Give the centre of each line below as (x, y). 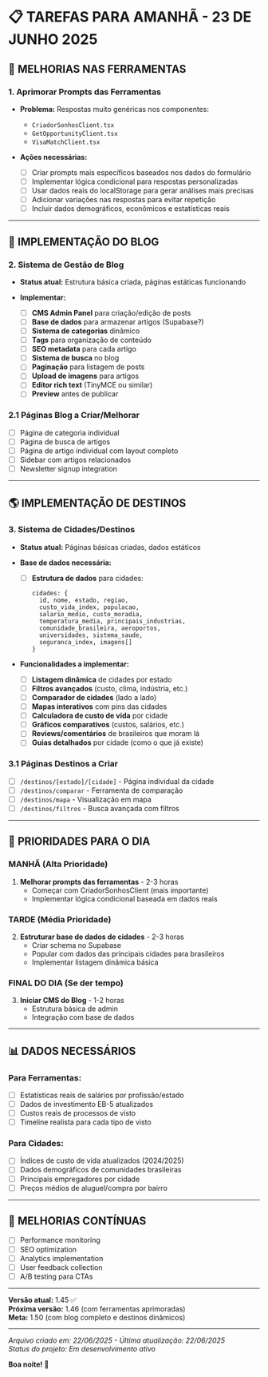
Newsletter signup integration (69, 469)
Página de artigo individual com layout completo (99, 451)
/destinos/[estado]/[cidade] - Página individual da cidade (117, 781)
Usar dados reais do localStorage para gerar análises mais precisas (142, 191)
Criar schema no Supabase (77, 945)
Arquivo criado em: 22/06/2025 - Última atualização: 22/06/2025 (117, 1340)
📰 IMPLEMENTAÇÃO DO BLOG (84, 242)
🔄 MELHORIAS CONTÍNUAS (77, 1221)
